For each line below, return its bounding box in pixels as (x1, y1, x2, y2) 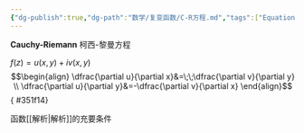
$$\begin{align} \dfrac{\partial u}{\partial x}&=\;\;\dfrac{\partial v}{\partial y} (11, 71, 295, 82)
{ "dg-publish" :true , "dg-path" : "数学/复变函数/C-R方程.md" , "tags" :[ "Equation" (10, 13, 299, 22)
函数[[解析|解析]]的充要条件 (10, 113, 112, 124)
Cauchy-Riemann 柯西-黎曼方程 (10, 39, 131, 49)
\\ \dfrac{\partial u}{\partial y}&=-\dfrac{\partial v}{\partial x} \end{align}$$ (13, 80, 293, 91)
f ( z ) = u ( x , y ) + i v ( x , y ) (10, 57, 91, 67)
